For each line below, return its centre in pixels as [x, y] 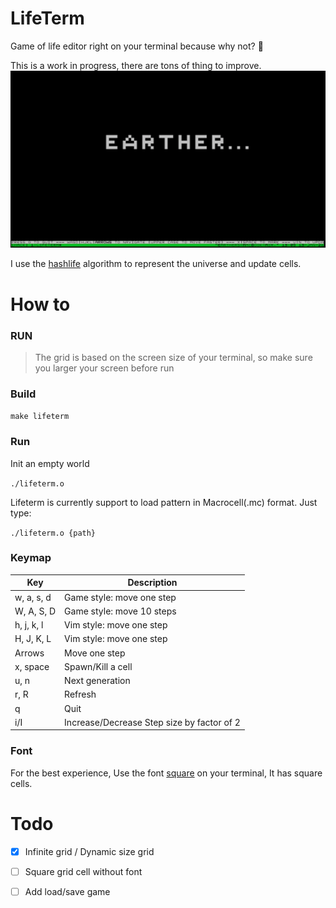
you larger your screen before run [104, 368]
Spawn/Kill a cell [98, 666]
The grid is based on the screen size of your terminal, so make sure [173, 357]
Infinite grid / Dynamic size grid [89, 851]
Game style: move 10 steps [120, 611]
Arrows [29, 653]
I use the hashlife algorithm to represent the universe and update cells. [156, 264]
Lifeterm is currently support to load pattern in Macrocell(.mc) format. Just [164, 502]
